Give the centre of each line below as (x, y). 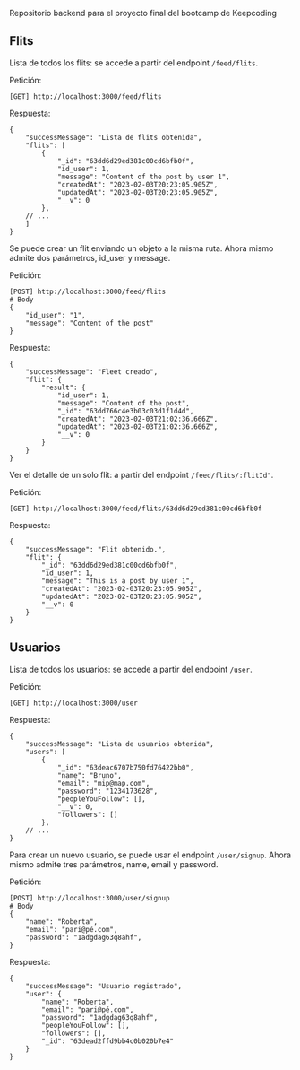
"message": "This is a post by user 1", (118, 581)
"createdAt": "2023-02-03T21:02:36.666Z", (137, 419)
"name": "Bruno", (90, 775)
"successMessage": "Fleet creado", (92, 371)
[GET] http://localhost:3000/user (74, 703)
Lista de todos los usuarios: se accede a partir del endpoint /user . (131, 669)
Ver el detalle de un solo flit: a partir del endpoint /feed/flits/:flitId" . (141, 474)
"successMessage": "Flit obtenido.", (96, 549)
